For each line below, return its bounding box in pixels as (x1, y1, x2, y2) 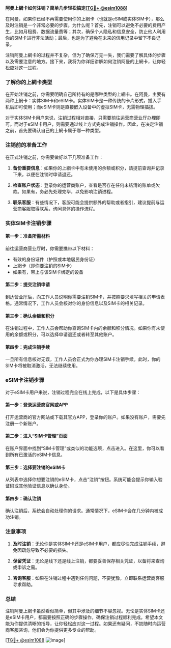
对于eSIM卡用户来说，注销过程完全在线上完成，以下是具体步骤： (5, 389, 141, 395)
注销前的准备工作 (5, 142, 47, 149)
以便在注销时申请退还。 (26, 171, 75, 177)
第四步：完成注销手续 (5, 344, 50, 350)
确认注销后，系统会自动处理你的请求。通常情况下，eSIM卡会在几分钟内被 (5, 508, 159, 514)
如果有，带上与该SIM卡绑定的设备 (12, 269, 84, 275)
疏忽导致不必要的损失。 (21, 547, 71, 553)
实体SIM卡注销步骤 (5, 219, 52, 227)
